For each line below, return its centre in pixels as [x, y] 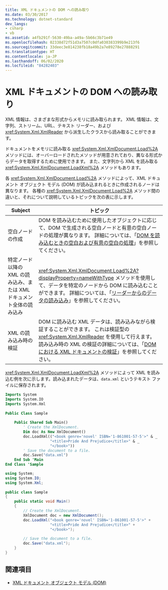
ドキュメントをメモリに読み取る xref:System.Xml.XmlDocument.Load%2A [82, 149]
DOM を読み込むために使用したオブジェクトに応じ [98, 220]
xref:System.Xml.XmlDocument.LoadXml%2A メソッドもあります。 [74, 168]
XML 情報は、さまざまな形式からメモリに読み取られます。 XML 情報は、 [80, 119]
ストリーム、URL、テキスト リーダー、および [65, 126]
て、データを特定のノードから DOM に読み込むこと [98, 285]
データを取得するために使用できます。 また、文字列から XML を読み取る [84, 161]
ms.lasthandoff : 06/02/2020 [34, 61]
